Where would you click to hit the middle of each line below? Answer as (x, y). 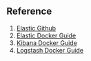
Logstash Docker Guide (50, 50)
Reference (29, 11)
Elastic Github (36, 28)
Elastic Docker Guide (46, 35)
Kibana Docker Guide (47, 43)
